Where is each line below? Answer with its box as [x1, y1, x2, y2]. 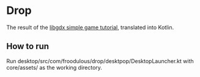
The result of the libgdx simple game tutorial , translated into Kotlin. [6, 24, 174, 31]
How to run [6, 41, 50, 52]
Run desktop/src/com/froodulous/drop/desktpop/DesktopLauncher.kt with [6, 57, 194, 64]
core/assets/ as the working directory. [6, 64, 103, 71]
